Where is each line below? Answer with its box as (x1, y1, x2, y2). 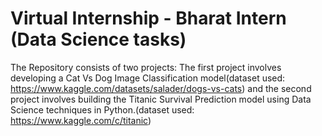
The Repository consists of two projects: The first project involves (10, 61, 282, 73)
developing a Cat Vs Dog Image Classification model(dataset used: (10, 72, 286, 84)
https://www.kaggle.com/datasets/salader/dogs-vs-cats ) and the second (10, 82, 312, 94)
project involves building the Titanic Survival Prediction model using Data (10, 93, 312, 105)
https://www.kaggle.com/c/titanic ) (10, 114, 152, 126)
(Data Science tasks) (10, 28, 187, 51)
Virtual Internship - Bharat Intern (10, 7, 287, 30)
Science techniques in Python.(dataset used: (10, 103, 195, 116)
